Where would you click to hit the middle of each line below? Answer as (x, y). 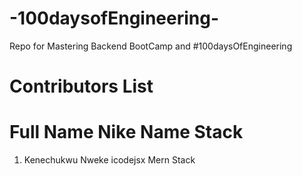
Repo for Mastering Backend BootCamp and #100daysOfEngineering (151, 46)
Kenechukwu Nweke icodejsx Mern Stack (109, 160)
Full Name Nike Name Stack (126, 132)
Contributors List (81, 86)
